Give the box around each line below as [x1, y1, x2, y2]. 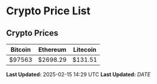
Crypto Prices [6, 28, 59, 38]
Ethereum [38, 46, 67, 54]
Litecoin [73, 46, 97, 54]
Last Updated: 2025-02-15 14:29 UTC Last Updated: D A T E [6, 71, 151, 78]
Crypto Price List [6, 4, 91, 18]
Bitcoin [10, 46, 31, 54]
